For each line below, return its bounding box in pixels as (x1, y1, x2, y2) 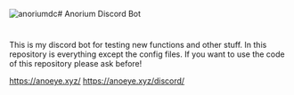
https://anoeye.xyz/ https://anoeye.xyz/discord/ (9, 75, 185, 86)
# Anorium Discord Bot (57, 9, 141, 19)
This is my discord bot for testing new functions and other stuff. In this (9, 40, 267, 51)
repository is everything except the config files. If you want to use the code (9, 49, 285, 59)
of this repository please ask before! (9, 59, 143, 69)
